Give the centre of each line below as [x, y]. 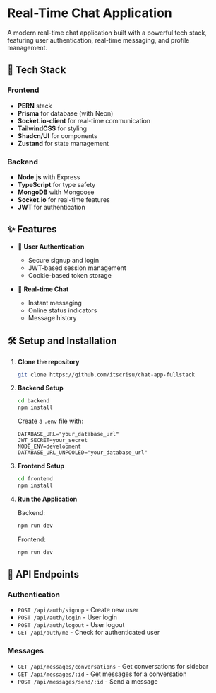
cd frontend [35, 479]
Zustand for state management [63, 143]
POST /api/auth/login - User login [67, 617]
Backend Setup [40, 388]
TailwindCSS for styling [52, 128]
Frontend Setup [41, 466]
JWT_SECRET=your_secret [53, 441]
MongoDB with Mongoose [56, 192]
